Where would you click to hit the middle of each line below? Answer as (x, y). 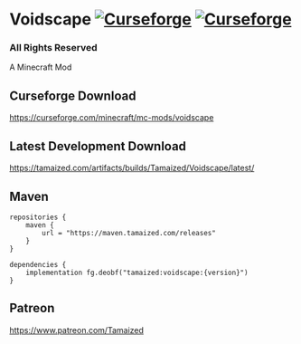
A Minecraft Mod (41, 67)
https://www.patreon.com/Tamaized (77, 330)
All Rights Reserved (53, 48)
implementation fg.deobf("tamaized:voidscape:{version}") (137, 272)
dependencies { (38, 264)
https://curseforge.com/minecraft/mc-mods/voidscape (112, 118)
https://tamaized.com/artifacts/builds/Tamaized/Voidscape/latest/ (132, 168)
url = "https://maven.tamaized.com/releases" (129, 233)
